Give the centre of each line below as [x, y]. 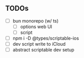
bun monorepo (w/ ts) [35, 21]
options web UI [36, 26]
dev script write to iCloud [39, 44]
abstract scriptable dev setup [44, 50]
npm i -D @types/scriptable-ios [46, 38]
